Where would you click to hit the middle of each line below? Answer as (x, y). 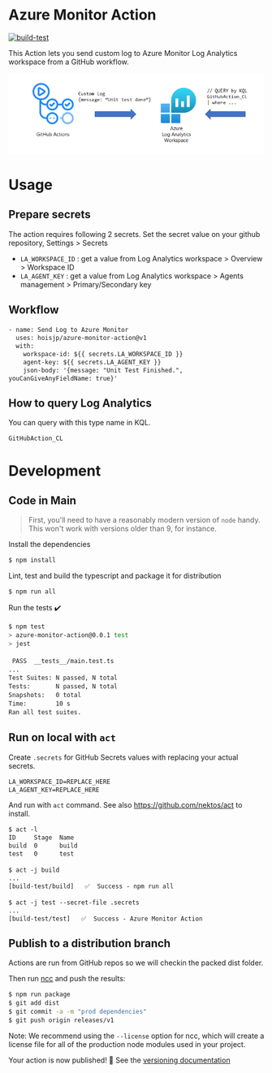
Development (55, 470)
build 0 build (43, 846)
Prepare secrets (50, 215)
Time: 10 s (39, 704)
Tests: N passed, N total (63, 687)
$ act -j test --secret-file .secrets (74, 903)
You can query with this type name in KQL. (80, 423)
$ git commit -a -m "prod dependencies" (78, 1012)
